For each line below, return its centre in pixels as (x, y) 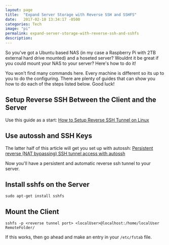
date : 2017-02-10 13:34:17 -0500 (43, 19)
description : (19, 38)
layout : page (19, 10)
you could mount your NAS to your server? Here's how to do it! (71, 63)
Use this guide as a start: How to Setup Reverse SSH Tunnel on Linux (77, 120)
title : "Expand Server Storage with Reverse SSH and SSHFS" (71, 15)
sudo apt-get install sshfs (35, 196)
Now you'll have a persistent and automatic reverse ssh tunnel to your (78, 163)
